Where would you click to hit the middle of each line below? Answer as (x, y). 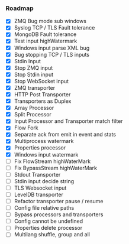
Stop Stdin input (34, 74)
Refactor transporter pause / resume (59, 201)
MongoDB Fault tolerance (45, 34)
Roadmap (20, 8)
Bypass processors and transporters (59, 214)
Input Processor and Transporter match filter (68, 121)
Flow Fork (26, 128)
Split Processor (33, 115)
